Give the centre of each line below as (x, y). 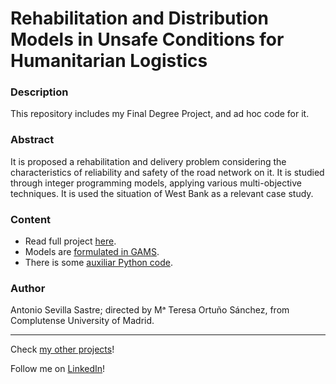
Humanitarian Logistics (109, 61)
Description (39, 92)
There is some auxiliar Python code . (98, 263)
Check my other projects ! (62, 349)
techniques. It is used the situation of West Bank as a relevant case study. (162, 193)
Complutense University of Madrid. (82, 321)
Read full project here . (70, 241)
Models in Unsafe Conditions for (147, 39)
